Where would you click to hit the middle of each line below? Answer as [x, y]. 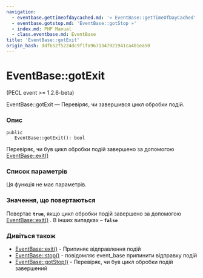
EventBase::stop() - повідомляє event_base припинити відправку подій [106, 255]
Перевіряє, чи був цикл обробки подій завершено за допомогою [90, 149]
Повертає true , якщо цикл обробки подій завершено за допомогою [94, 214]
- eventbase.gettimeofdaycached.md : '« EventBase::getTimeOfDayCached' [104, 18]
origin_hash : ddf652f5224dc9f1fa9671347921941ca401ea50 [78, 46]
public [15, 133]
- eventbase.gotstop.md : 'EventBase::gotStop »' [74, 23]
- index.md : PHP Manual [42, 29]
